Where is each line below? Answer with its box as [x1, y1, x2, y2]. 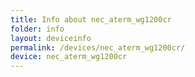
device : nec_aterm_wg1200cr [10, 52, 128, 62]
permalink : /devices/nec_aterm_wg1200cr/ [10, 42, 186, 53]
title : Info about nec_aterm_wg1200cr [10, 14, 172, 25]
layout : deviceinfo [10, 33, 92, 43]
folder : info [10, 24, 65, 34]
